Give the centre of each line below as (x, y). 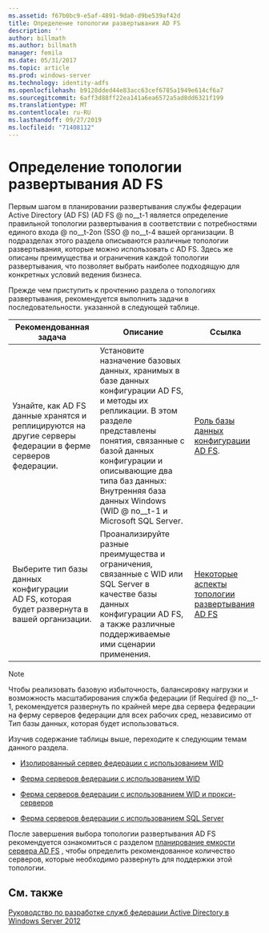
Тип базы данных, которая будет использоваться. (94, 723)
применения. (125, 654)
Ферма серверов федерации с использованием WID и (113, 794)
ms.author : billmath (43, 46)
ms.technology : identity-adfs (59, 83)
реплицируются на (49, 426)
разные (114, 543)
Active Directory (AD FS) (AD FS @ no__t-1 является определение (118, 215)
